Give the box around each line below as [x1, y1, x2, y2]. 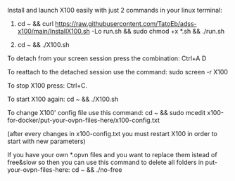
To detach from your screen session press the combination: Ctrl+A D [7, 54, 207, 62]
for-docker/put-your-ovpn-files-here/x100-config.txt [7, 116, 160, 124]
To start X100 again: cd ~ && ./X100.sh [7, 95, 118, 103]
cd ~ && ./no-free [71, 166, 122, 174]
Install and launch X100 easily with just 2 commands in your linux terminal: [7, 6, 223, 14]
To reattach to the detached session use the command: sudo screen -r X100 [7, 68, 229, 76]
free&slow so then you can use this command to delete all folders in [7, 158, 204, 166]
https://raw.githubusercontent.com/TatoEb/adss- [55, 20, 197, 27]
